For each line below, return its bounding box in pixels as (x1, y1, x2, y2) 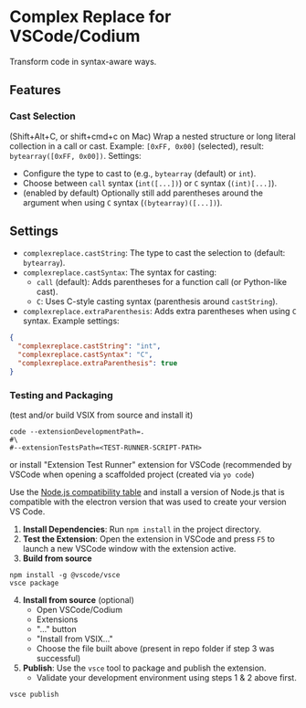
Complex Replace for (9, 6, 172, 27)
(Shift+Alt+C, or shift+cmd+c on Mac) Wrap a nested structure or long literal (9, 131, 296, 142)
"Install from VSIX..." (36, 633, 114, 645)
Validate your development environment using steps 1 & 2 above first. (36, 672, 297, 683)
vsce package (9, 578, 59, 588)
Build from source (22, 553, 93, 564)
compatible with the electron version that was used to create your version (9, 496, 287, 508)
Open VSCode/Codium (36, 605, 123, 616)
